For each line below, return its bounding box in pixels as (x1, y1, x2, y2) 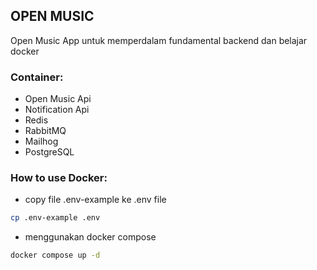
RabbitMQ (24, 125, 67, 137)
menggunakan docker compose (24, 231, 157, 243)
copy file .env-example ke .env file (24, 194, 167, 206)
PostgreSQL (24, 146, 75, 158)
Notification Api (24, 104, 90, 116)
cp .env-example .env (10, 213, 101, 223)
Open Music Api (24, 93, 92, 105)
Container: (10, 70, 64, 84)
